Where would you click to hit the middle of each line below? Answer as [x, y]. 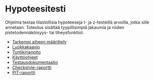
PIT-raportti [24, 72]
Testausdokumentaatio [35, 62]
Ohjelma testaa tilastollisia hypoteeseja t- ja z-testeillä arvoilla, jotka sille [77, 22]
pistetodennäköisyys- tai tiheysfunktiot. [44, 32]
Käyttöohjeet [25, 57]
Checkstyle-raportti [32, 67]
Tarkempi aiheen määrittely [39, 41]
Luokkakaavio [26, 47]
